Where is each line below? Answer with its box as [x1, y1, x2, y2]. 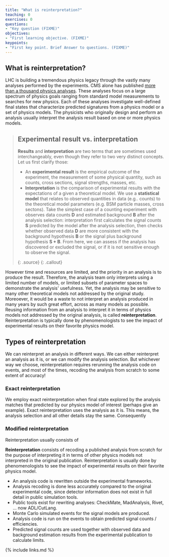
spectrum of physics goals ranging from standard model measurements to [5, 93, 160, 99]
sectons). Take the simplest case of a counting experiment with [25, 206, 157, 212]
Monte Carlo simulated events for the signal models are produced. [12, 510, 150, 516]
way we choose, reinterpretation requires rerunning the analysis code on [5, 362, 156, 368]
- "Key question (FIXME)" [5, 26, 60, 31]
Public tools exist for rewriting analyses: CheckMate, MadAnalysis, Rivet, [12, 499, 164, 505]
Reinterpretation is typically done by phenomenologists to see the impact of [5, 317, 163, 324]
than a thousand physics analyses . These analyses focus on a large [5, 88, 146, 94]
